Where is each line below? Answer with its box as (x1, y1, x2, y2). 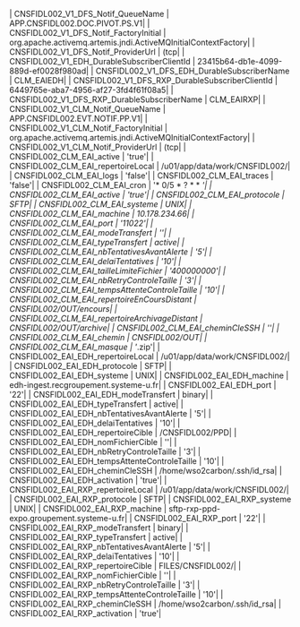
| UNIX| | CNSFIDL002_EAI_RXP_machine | (9, 503, 167, 514)
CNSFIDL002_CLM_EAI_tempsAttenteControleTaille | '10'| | (9, 285, 226, 295)
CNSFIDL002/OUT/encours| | (9, 304, 118, 313)
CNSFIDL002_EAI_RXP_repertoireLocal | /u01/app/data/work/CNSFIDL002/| (9, 485, 289, 494)
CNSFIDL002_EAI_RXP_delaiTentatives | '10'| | (9, 551, 180, 562)
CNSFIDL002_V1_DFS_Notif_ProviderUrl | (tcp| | (9, 47, 185, 57)
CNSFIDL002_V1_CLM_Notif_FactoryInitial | (9, 123, 168, 133)
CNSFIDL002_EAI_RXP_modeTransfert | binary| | (9, 522, 189, 533)
